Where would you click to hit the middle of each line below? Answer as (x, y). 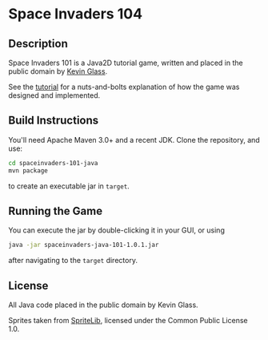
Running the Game (55, 210)
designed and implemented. (54, 95)
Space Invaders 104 (75, 14)
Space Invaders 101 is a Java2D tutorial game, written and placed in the (126, 63)
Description (38, 44)
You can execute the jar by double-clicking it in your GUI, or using (117, 230)
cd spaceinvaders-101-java (53, 163)
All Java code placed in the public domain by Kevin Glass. (103, 305)
